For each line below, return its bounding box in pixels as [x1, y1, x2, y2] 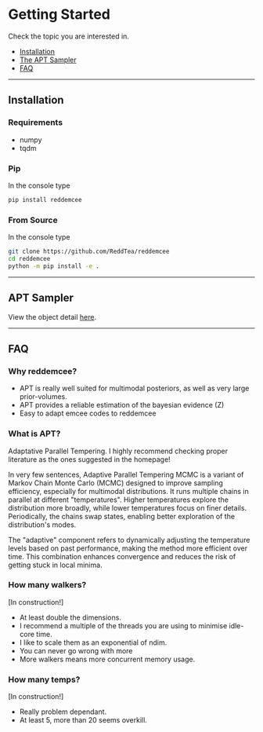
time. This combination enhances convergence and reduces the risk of [8, 551, 236, 561]
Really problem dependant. [19, 707, 107, 716]
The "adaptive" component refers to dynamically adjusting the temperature [8, 535, 250, 544]
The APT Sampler [19, 55, 77, 64]
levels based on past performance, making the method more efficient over [8, 544, 248, 553]
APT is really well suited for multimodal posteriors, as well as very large [19, 383, 250, 393]
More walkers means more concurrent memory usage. [19, 654, 196, 664]
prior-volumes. [19, 392, 68, 401]
